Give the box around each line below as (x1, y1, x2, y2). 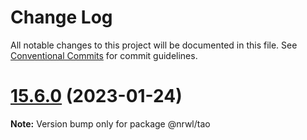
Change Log (10, 6, 113, 29)
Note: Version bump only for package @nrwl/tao (10, 117, 211, 130)
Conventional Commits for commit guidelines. (10, 49, 198, 61)
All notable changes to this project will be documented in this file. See (10, 39, 298, 51)
